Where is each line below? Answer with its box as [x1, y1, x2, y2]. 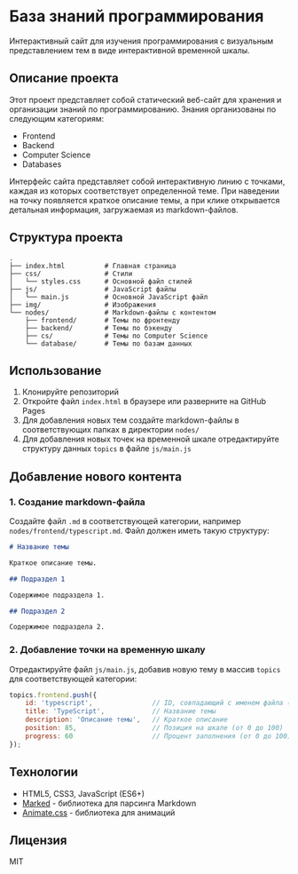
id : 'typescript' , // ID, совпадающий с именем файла [25, 699, 284, 708]
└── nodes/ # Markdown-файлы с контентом [9, 308, 216, 317]
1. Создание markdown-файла [9, 496, 146, 508]
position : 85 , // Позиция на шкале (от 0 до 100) [25, 724, 284, 733]
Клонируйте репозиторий [21, 386, 120, 397]
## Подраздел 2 [9, 607, 66, 616]
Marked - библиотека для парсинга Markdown [21, 798, 197, 808]
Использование [9, 362, 102, 378]
